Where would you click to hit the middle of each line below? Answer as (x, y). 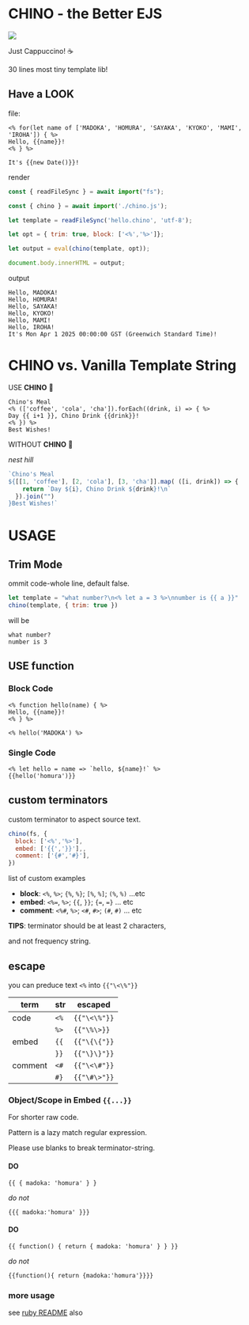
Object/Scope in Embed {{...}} (70, 1099)
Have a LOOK (41, 95)
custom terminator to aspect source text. (74, 819)
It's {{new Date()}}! (44, 162)
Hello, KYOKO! (32, 313)
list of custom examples (47, 879)
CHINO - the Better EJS (85, 14)
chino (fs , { (28, 833)
